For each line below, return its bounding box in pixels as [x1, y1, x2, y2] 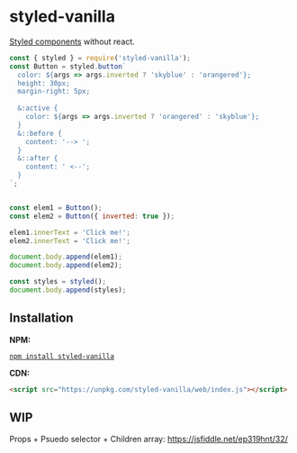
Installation [9, 311, 74, 326]
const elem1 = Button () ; [9, 203, 103, 213]
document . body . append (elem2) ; [9, 261, 123, 270]
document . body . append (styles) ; [9, 285, 127, 294]
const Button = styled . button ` [9, 61, 127, 71]
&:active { [17, 104, 58, 113]
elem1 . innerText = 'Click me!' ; [9, 228, 130, 237]
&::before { [17, 129, 63, 138]
